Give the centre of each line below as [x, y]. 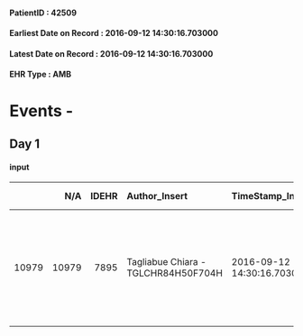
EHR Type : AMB [41, 74]
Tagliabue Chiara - [166, 262]
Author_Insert [156, 196]
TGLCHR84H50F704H [174, 273]
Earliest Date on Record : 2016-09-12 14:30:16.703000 [114, 33]
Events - [41, 110]
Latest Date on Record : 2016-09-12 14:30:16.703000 [111, 53]
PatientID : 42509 [43, 13]
